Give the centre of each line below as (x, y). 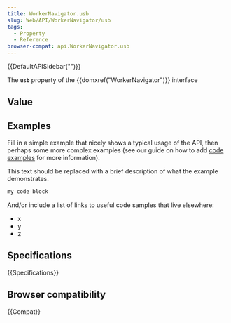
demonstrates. (28, 179)
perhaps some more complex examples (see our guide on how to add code (115, 150)
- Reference (31, 40)
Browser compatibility (57, 295)
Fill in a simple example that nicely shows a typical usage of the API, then (113, 143)
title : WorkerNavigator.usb (48, 14)
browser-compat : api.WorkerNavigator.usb (69, 46)
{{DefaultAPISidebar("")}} (44, 66)
